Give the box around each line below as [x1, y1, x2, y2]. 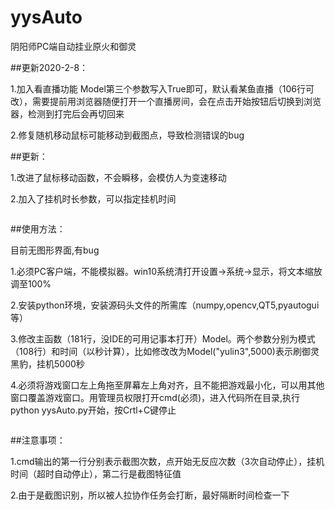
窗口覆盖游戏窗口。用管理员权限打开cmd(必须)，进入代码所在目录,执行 [10, 391, 301, 403]
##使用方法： [10, 222, 66, 235]
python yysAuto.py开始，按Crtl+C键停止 [10, 404, 177, 416]
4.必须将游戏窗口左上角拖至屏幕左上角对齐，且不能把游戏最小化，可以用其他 [10, 379, 325, 391]
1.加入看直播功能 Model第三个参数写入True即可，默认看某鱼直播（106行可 [10, 82, 315, 95]
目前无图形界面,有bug [10, 244, 100, 256]
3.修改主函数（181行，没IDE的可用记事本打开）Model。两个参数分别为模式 [10, 332, 316, 345]
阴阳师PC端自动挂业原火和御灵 [10, 40, 137, 52]
